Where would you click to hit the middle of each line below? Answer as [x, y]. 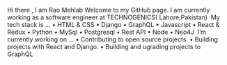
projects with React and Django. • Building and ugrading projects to [104, 47]
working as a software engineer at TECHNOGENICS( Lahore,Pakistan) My [114, 17]
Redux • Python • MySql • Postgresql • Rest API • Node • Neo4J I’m [107, 32]
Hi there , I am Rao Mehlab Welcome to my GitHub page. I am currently [109, 10]
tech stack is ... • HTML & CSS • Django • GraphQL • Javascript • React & [113, 25]
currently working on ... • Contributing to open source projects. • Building [112, 39]
